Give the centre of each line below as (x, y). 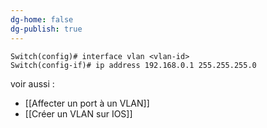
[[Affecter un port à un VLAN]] (87, 103)
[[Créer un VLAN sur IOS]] (78, 113)
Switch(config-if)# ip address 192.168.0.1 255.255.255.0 (133, 65)
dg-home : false (42, 19)
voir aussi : (32, 83)
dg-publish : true (46, 29)
